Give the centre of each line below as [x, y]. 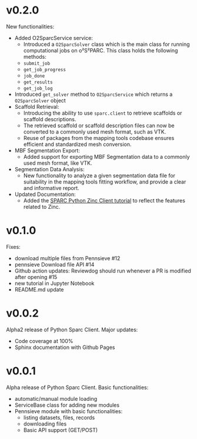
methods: [35, 56]
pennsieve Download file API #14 [54, 264]
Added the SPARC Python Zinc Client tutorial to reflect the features [104, 200]
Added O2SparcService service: [54, 38]
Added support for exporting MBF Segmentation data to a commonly [106, 157]
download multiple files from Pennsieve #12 [67, 258]
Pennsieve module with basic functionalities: [69, 411]
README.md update [39, 290]
